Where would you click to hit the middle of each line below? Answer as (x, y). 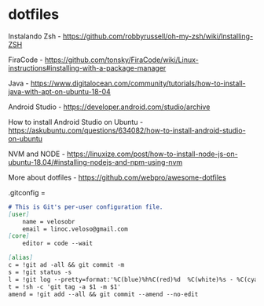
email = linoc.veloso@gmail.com (75, 229)
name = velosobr (49, 221)
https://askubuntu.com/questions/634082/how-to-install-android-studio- (127, 130)
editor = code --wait (57, 244)
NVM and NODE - (37, 154)
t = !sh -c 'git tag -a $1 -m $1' (65, 287)
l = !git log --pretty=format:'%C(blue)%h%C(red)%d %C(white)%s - (121, 279)
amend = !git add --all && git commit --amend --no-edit (103, 294)
